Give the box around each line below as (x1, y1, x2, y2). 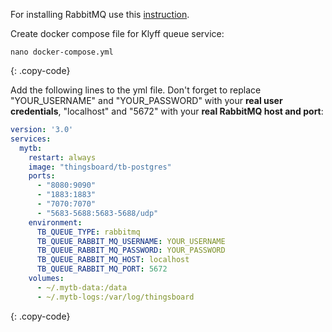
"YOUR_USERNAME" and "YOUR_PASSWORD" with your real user (10, 95, 283, 106)
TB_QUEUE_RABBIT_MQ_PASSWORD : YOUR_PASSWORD (36, 245, 226, 256)
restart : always (28, 152, 97, 163)
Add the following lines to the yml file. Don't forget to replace (10, 84, 262, 96)
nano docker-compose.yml (10, 47, 114, 57)
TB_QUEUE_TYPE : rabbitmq (36, 227, 141, 237)
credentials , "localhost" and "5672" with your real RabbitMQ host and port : (10, 105, 324, 117)
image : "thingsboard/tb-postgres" (28, 162, 172, 172)
